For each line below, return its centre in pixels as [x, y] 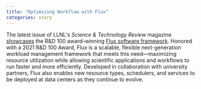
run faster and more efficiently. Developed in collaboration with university [97, 66]
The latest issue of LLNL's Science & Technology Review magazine [89, 34]
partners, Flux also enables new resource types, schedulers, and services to [100, 73]
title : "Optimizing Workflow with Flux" [58, 12]
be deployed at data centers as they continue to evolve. [75, 79]
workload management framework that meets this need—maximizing [91, 54]
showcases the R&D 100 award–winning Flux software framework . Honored [99, 41]
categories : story [29, 17]
